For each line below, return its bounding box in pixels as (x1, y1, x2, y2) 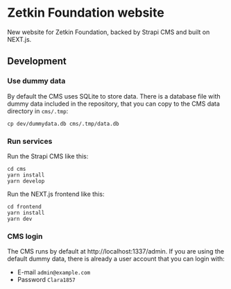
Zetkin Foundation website (7, 5, 164, 21)
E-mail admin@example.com (17, 268, 91, 276)
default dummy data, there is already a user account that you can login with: (7, 255, 225, 263)
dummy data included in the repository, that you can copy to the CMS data (7, 99, 221, 108)
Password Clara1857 (17, 276, 76, 284)
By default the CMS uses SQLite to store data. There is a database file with (7, 92, 221, 100)
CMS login (7, 231, 43, 241)
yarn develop (7, 177, 45, 185)
